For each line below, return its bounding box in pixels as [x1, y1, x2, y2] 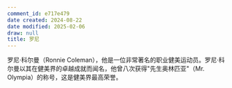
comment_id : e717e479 [7, 10, 70, 17]
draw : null [7, 29, 39, 37]
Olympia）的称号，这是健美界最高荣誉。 [7, 73, 123, 82]
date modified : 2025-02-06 [7, 23, 85, 30]
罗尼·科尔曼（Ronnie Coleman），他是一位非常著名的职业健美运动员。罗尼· [7, 56, 219, 64]
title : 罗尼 [7, 36, 40, 43]
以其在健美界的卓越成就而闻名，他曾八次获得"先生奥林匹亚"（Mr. [19, 64, 205, 73]
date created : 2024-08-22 [7, 17, 82, 24]
